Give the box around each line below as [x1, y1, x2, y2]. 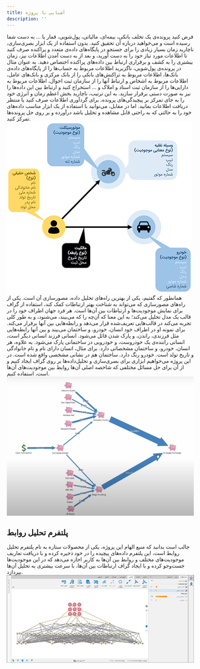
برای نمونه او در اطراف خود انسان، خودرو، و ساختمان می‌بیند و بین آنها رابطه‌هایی [7, 325, 186, 332]
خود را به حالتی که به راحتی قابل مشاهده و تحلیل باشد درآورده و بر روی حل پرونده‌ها [7, 109, 192, 116]
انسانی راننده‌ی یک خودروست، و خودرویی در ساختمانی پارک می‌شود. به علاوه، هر [7, 338, 185, 345]
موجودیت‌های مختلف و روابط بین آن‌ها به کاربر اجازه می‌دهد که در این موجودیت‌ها [7, 556, 185, 563]
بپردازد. [7, 569, 23, 576]
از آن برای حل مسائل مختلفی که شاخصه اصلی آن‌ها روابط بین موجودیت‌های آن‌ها [7, 363, 185, 370]
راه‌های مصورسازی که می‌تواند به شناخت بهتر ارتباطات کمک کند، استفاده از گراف [7, 300, 186, 307]
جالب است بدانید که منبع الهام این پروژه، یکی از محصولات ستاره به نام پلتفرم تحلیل [7, 543, 190, 550]
